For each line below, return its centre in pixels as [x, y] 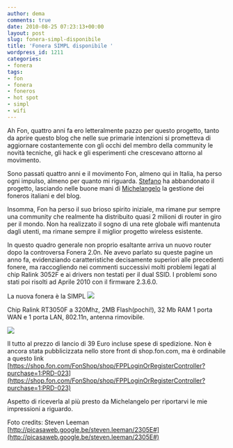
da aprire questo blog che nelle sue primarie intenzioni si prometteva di [109, 138]
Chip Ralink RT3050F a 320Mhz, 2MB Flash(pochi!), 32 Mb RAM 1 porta [110, 310]
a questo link [25, 358]
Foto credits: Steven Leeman [48, 422]
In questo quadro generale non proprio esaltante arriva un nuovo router [109, 245]
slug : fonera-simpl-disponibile [54, 40]
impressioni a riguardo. [40, 408]
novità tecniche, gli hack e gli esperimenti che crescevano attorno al [105, 152]
